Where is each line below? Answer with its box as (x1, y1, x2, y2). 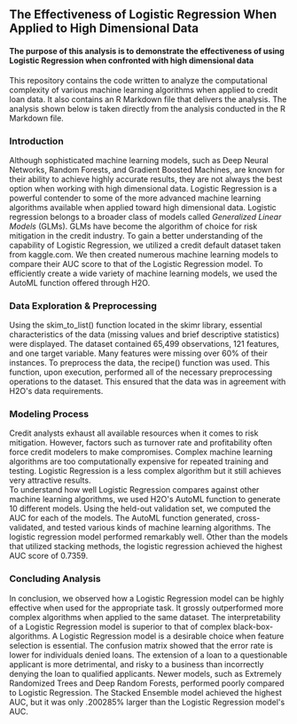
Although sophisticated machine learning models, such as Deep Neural (9, 154, 269, 165)
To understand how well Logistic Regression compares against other (9, 484, 260, 495)
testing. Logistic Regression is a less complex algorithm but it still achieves (9, 466, 282, 476)
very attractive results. (9, 475, 91, 486)
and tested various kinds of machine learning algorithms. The (47, 523, 271, 533)
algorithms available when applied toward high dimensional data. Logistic (9, 201, 277, 212)
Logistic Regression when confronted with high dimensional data (9, 55, 254, 66)
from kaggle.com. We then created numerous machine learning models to (9, 248, 279, 260)
